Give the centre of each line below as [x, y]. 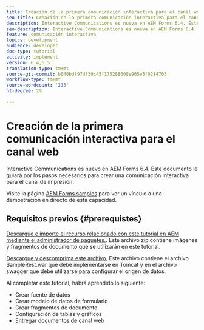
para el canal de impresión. [40, 181]
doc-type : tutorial [31, 52]
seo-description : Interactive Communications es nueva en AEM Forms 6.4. [102, 29]
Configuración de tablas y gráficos [58, 314]
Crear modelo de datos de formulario [61, 301]
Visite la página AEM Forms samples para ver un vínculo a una [84, 193]
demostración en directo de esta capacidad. [62, 200]
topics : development [32, 40]
